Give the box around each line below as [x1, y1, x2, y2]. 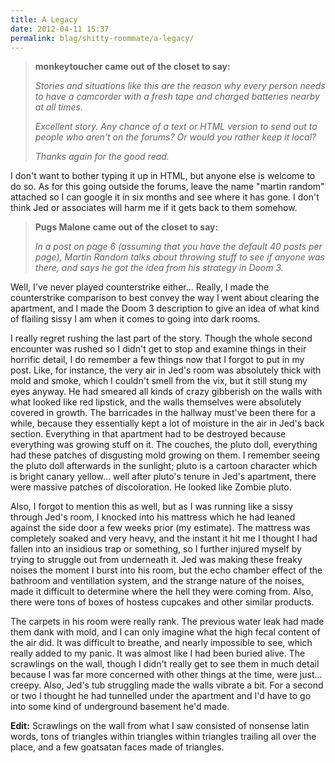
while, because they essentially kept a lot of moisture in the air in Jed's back [10, 417, 325, 430]
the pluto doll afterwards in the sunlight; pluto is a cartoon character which [10, 460, 318, 472]
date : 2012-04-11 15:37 [10, 24, 110, 34]
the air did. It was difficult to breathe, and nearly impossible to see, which [10, 637, 313, 649]
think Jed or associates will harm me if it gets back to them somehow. [10, 202, 298, 214]
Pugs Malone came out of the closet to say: [34, 221, 219, 233]
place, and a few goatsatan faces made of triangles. [10, 741, 225, 753]
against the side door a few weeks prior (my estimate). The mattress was [10, 522, 311, 534]
